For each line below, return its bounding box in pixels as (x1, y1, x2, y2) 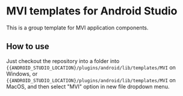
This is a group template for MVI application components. (6, 24, 149, 31)
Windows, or (6, 70, 38, 77)
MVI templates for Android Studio (6, 4, 178, 18)
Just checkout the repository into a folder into (6, 57, 120, 64)
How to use (6, 41, 49, 52)
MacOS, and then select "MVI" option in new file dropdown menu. (6, 83, 170, 90)
